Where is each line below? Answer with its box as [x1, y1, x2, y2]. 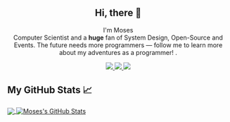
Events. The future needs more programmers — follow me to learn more [13, 40, 223, 49]
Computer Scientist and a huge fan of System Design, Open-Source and [13, 33, 224, 42]
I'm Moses [103, 25, 134, 34]
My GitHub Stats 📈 [7, 84, 93, 96]
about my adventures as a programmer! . [58, 48, 178, 56]
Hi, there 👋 [94, 7, 142, 19]
